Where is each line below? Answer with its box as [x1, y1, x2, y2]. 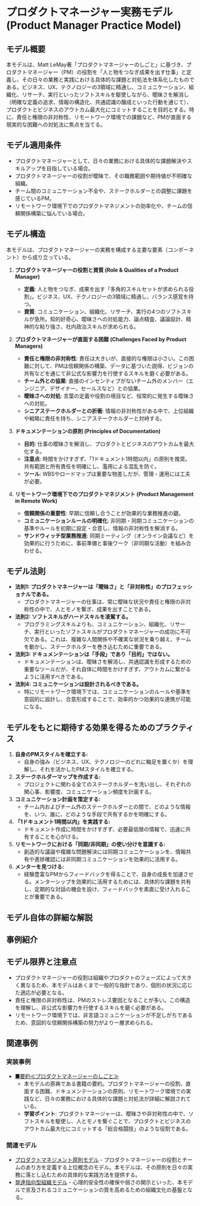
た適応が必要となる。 [14, 989, 67, 996]
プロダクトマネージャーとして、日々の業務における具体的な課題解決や [14, 157, 187, 164]
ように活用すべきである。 [23, 673, 87, 681]
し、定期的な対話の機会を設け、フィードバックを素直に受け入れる [23, 886, 186, 893]
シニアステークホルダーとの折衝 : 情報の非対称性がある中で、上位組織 [23, 407, 194, 414]
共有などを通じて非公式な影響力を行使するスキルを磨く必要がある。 [23, 369, 192, 377]
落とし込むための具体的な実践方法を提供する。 [25, 1171, 141, 1178]
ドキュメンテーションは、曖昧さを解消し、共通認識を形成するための [23, 658, 192, 666]
